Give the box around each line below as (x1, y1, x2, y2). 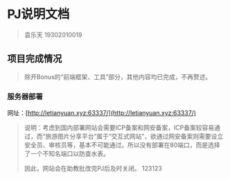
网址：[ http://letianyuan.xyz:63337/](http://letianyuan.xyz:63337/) (7, 109, 196, 117)
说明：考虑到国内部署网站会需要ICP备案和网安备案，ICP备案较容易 (24, 123, 215, 132)
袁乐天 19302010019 (24, 31, 82, 39)
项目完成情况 (7, 53, 62, 65)
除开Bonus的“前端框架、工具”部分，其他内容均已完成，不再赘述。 (24, 72, 212, 80)
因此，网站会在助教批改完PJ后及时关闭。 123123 (24, 164, 163, 173)
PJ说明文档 (7, 6, 70, 22)
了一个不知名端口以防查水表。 (24, 150, 109, 158)
